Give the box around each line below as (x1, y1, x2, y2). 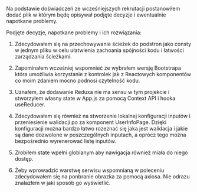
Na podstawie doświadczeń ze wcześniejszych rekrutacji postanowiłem (6, 5, 180, 12)
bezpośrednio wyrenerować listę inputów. (14, 138, 116, 144)
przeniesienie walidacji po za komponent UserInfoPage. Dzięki (14, 119, 167, 126)
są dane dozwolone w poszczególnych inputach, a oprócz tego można (14, 131, 186, 138)
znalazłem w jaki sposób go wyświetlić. (14, 180, 111, 186)
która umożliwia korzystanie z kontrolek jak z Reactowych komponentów (14, 71, 192, 77)
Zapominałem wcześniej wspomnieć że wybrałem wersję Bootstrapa (14, 64, 182, 71)
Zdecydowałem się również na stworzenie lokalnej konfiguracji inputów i (14, 112, 191, 119)
